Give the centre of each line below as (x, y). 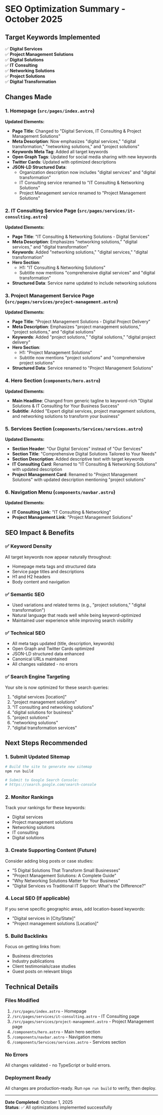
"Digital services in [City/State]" (44, 918)
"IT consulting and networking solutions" (53, 707)
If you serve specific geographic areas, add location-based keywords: (75, 909)
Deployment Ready (28, 1078)
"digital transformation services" (44, 728)
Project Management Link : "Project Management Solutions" (72, 517)
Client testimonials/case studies (44, 966)
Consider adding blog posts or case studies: (49, 861)
